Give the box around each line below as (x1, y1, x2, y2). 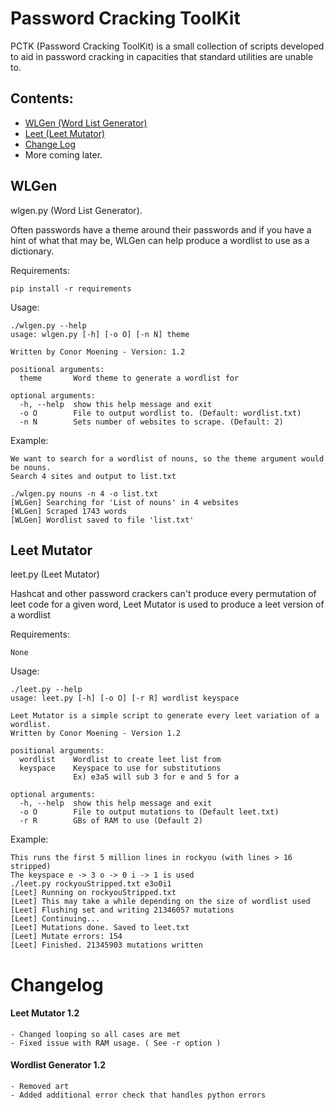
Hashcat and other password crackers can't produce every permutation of (10, 588, 317, 600)
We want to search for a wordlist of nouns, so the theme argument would (10, 453, 325, 464)
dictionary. (10, 245, 55, 257)
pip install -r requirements (10, 283, 132, 294)
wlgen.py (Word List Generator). (10, 204, 143, 216)
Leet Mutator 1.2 (10, 1007, 80, 1019)
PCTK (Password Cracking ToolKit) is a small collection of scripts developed (10, 40, 325, 52)
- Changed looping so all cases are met (10, 1029, 182, 1039)
